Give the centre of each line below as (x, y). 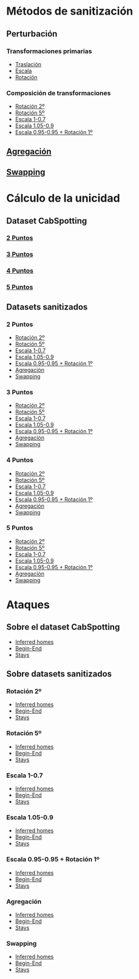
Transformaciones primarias (49, 51)
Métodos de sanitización (70, 11)
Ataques (28, 604)
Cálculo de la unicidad (63, 198)
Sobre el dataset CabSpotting (63, 627)
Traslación (28, 64)
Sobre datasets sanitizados (59, 674)
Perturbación (32, 34)
